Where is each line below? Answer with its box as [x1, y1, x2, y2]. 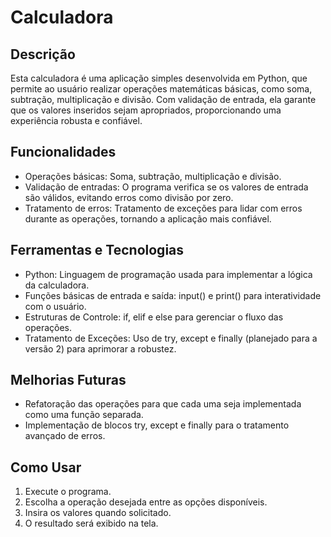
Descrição [10, 46, 76, 63]
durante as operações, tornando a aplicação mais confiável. [24, 212, 272, 225]
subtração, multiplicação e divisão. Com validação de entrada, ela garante [10, 94, 317, 105]
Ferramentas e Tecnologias [10, 242, 185, 259]
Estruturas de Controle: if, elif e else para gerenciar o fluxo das [24, 311, 284, 323]
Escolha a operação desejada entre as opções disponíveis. [24, 496, 268, 508]
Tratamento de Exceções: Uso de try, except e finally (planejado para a [24, 332, 318, 344]
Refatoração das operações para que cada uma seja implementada [24, 398, 302, 410]
